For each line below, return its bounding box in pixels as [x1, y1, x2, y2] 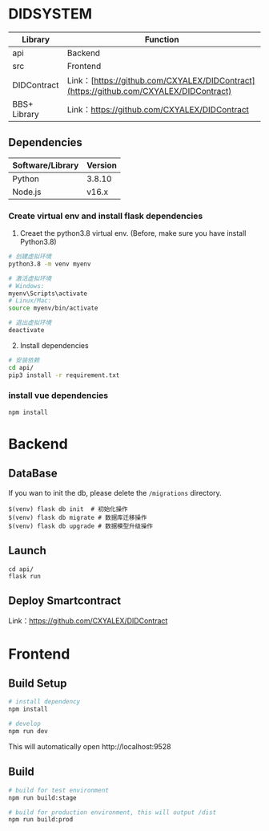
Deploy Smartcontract [8, 594, 122, 608]
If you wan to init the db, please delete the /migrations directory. [8, 488, 222, 497]
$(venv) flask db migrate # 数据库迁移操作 [8, 513, 147, 521]
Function [144, 34, 179, 45]
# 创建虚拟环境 [8, 253, 52, 261]
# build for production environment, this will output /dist [8, 808, 217, 817]
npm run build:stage [8, 793, 78, 802]
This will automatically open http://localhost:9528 [8, 741, 171, 751]
